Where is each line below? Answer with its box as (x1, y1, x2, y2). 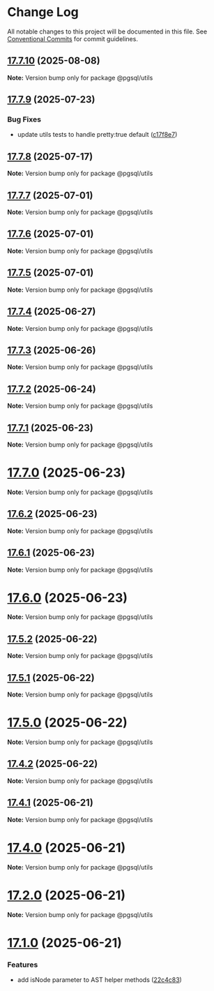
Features (7, 960, 38, 969)
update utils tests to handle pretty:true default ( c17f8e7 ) (17, 131, 178, 139)
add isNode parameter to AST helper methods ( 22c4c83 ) (17, 975, 183, 984)
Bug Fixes (7, 114, 42, 124)
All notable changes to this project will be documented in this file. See (7, 27, 208, 36)
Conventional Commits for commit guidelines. (7, 34, 138, 43)
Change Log (7, 4, 79, 20)
